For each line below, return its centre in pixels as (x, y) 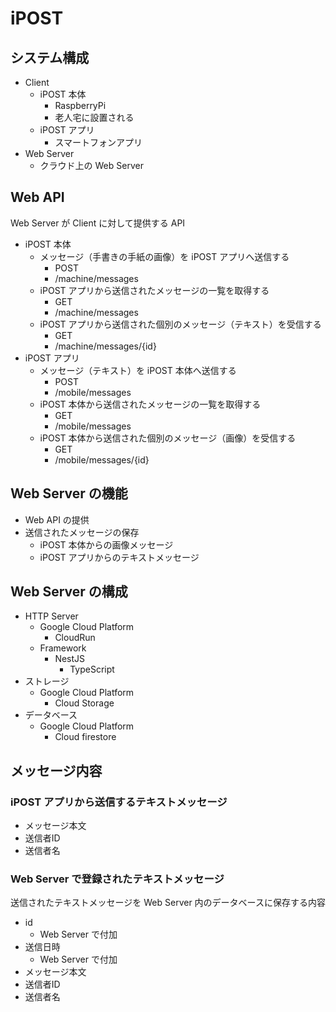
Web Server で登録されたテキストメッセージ (117, 879)
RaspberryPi (80, 105)
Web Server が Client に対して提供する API (98, 223)
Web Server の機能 (69, 493)
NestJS (70, 659)
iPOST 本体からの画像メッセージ (106, 544)
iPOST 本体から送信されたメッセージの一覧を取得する (150, 404)
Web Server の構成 (69, 592)
